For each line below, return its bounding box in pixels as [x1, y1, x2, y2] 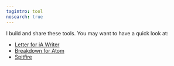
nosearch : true [6, 14, 43, 20]
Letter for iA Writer [14, 41, 60, 48]
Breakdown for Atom [14, 47, 64, 54]
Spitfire [14, 53, 32, 60]
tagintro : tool [6, 8, 43, 14]
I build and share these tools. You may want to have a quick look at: [6, 30, 169, 36]
